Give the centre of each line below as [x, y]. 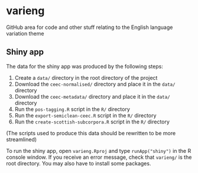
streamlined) [22, 139]
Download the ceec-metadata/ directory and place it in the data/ [92, 96]
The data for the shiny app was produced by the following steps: [85, 66]
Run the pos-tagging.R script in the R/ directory [72, 109]
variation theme [25, 33]
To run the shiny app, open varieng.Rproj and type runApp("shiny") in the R [99, 151]
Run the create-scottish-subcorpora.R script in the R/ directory [92, 122]
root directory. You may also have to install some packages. [79, 163]
